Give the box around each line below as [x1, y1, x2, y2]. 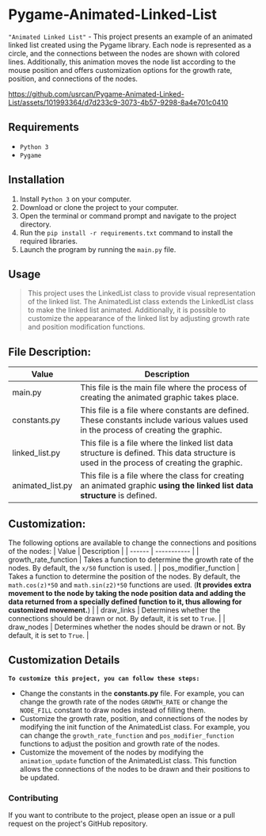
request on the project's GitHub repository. [8, 819, 148, 829]
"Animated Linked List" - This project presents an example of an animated [8, 32, 253, 41]
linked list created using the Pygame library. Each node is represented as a [8, 40, 252, 49]
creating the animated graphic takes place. [80, 392, 239, 403]
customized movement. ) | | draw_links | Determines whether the [8, 605, 221, 615]
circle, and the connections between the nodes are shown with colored [8, 48, 240, 58]
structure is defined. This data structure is [80, 448, 236, 459]
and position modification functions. [27, 323, 146, 332]
